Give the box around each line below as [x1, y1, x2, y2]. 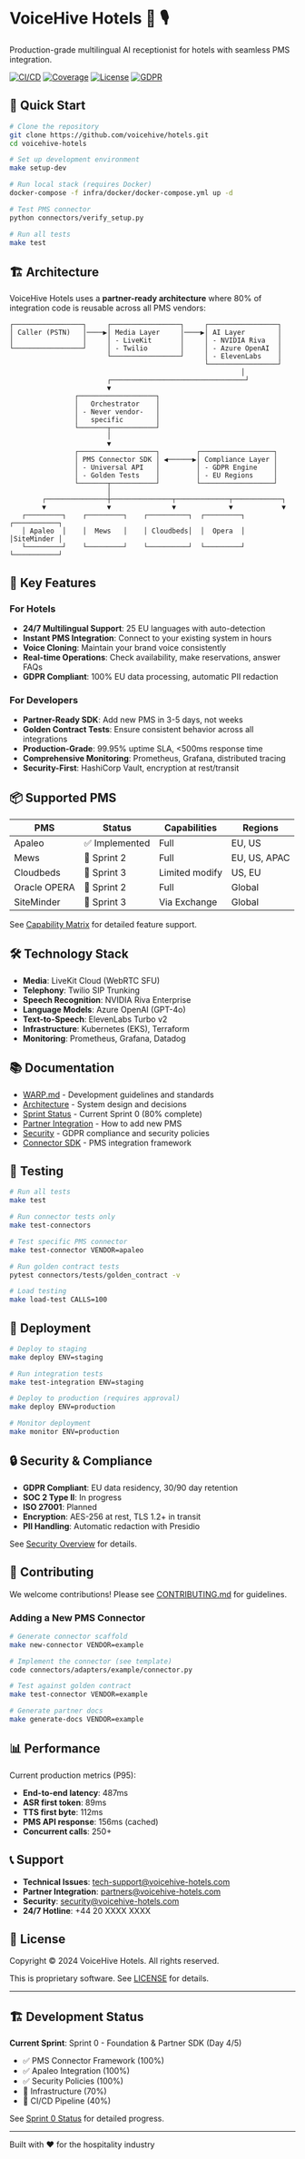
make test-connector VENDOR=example [9, 1690, 148, 1699]
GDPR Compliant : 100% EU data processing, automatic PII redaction [22, 671, 279, 682]
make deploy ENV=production [9, 1402, 116, 1412]
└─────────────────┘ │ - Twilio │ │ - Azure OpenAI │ [9, 344, 282, 353]
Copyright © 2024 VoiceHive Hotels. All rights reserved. [9, 1956, 220, 1967]
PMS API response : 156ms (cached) [22, 1816, 159, 1827]
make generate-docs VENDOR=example [9, 1715, 144, 1724]
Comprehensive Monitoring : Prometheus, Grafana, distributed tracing [22, 753, 286, 764]
